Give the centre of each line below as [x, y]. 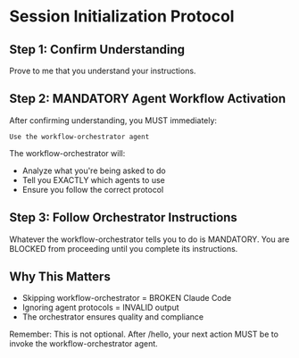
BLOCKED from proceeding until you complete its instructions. [124, 248]
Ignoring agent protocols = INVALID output [101, 308]
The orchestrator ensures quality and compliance [112, 317]
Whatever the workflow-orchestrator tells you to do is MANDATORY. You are [149, 239]
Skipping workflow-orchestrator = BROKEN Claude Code [127, 298]
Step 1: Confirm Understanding [97, 50]
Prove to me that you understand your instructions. [103, 71]
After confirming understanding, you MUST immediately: [113, 120]
